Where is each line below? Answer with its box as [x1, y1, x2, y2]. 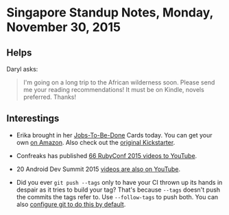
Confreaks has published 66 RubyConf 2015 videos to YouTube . [16, 151, 197, 159]
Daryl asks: [6, 65, 38, 73]
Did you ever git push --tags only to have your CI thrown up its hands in [16, 178, 223, 186]
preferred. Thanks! [23, 93, 77, 101]
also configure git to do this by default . [16, 200, 126, 208]
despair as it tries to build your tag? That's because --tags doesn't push [16, 185, 221, 194]
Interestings [6, 113, 60, 124]
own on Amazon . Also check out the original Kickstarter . [16, 138, 176, 146]
